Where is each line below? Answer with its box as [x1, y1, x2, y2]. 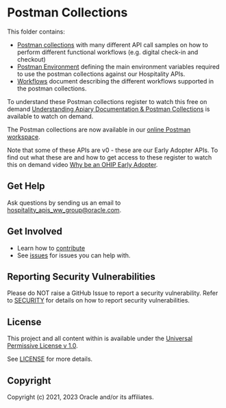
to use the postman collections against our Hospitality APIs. [16, 70, 186, 78]
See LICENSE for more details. [7, 355, 93, 364]
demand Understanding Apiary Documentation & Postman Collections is [7, 105, 210, 113]
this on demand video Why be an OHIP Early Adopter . [7, 160, 158, 168]
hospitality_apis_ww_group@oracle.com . [7, 205, 122, 214]
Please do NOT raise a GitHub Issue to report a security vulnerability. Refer [7, 289, 218, 297]
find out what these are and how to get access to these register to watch [7, 153, 212, 162]
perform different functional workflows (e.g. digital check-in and [16, 48, 199, 56]
